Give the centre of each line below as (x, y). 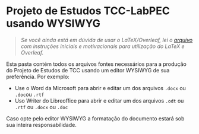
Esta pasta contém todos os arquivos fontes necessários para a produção (97, 64)
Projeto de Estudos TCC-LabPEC (88, 11)
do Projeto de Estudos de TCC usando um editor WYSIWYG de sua (88, 70)
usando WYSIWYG (53, 23)
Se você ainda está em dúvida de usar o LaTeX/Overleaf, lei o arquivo (107, 40)
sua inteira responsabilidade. (42, 125)
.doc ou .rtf (29, 94)
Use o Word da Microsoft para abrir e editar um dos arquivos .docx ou (100, 88)
